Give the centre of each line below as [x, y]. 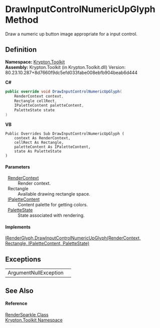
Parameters [18, 167]
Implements [18, 227]
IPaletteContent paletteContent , [49, 106]
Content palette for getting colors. [53, 205]
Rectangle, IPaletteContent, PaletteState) [47, 243]
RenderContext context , [39, 96]
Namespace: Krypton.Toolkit [35, 62]
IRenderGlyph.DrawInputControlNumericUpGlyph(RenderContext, [73, 238]
